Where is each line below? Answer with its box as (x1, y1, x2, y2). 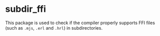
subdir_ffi (5, 3, 46, 15)
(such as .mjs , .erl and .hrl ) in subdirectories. (5, 25, 103, 31)
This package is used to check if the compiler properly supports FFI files (5, 20, 155, 26)
